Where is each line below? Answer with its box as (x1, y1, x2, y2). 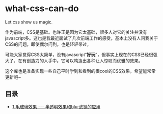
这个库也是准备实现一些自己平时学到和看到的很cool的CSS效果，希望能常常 (5, 68, 156, 74)
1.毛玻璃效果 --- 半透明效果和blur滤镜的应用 (12, 103, 101, 110)
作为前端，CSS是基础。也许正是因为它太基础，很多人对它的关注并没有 (5, 29, 147, 35)
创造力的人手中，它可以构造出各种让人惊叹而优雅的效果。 (26, 57, 143, 63)
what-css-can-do (5, 3, 79, 14)
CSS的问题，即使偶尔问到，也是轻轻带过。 (5, 41, 92, 47)
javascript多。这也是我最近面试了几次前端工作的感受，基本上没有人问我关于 (5, 35, 159, 41)
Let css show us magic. (5, 19, 53, 25)
